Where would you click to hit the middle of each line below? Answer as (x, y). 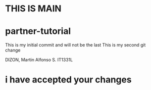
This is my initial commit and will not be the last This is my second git (75, 45)
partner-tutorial (38, 31)
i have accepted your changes (69, 80)
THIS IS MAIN (33, 9)
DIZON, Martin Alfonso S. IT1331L (39, 60)
